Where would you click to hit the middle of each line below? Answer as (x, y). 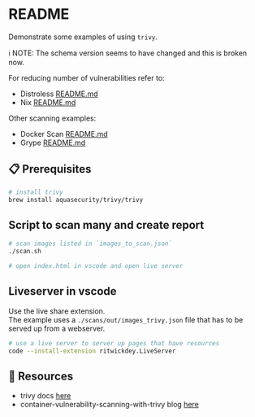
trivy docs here (45, 396)
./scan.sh (25, 252)
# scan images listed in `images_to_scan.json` (91, 244)
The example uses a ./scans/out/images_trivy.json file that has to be (126, 319)
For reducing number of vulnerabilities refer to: (86, 77)
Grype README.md (53, 143)
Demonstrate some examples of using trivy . (83, 37)
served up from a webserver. (57, 328)
